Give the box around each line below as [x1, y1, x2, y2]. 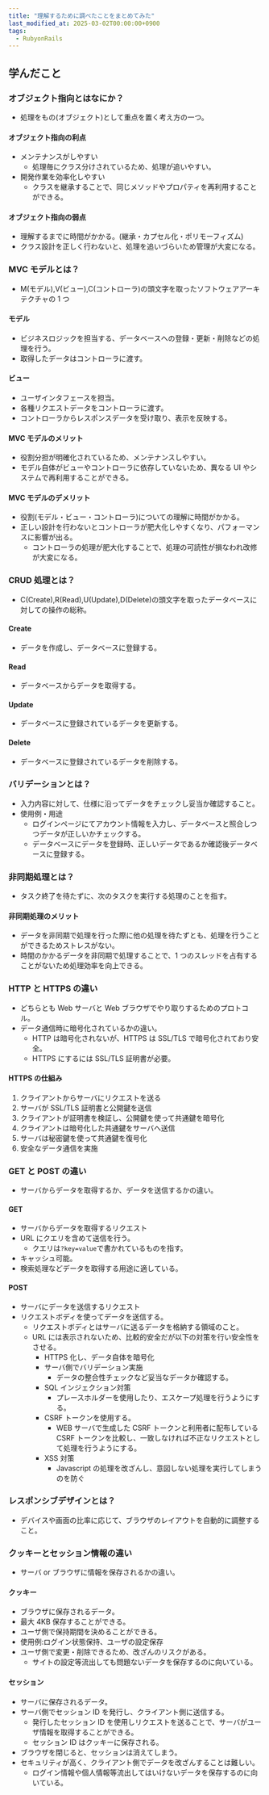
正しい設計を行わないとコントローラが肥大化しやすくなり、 [19, 522, 218, 532]
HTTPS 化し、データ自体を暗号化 [43, 1352, 155, 1361]
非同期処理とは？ [8, 871, 75, 883]
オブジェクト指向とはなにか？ [8, 92, 125, 103]
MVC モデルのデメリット [8, 493, 91, 502]
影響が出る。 [34, 532, 77, 542]
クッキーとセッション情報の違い [8, 1547, 133, 1558]
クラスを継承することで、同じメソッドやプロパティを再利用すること [31, 182, 258, 192]
